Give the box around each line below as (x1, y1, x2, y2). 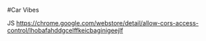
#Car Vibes (7, 6, 39, 14)
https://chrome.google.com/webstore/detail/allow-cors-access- (16, 19, 199, 27)
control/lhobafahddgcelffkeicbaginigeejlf (7, 27, 123, 34)
